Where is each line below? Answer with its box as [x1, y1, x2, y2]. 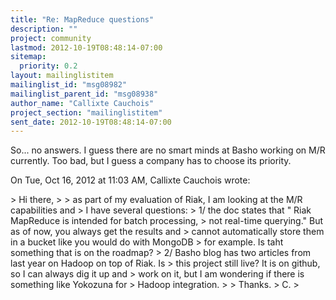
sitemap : [10, 52, 47, 62]
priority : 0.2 [19, 61, 78, 71]
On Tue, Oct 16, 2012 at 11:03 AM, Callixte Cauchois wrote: [10, 174, 251, 186]
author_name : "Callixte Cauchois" [10, 98, 155, 108]
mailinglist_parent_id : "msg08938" [10, 89, 159, 99]
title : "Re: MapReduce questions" [10, 14, 155, 25]
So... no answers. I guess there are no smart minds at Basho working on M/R [10, 144, 326, 156]
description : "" [10, 24, 78, 34]
